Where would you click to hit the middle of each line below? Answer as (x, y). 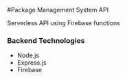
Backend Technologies (46, 40)
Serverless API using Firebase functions (63, 23)
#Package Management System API (58, 10)
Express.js (32, 63)
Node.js (28, 56)
